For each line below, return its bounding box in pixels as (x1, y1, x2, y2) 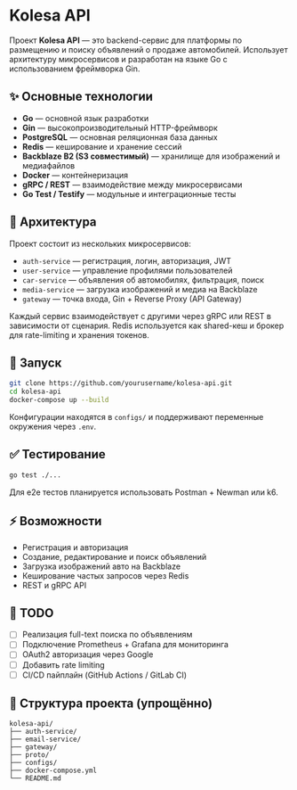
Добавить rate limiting (21, 659, 105, 670)
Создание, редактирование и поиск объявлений (21, 551, 207, 562)
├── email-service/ (9, 735, 82, 745)
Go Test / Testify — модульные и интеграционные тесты (21, 188, 237, 199)
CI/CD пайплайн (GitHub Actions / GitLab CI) (21, 670, 188, 680)
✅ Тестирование (9, 447, 106, 462)
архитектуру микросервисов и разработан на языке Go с (9, 53, 229, 64)
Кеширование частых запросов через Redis (21, 570, 189, 580)
